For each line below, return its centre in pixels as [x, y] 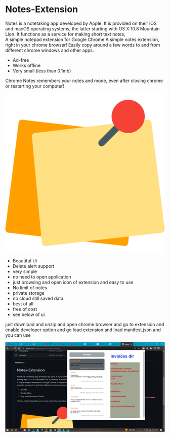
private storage [28, 293]
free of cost [25, 309]
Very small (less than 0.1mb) [42, 71]
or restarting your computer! [35, 86]
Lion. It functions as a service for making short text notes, [65, 34]
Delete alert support [33, 266]
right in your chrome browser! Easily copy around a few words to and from [83, 45]
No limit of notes [30, 288]
